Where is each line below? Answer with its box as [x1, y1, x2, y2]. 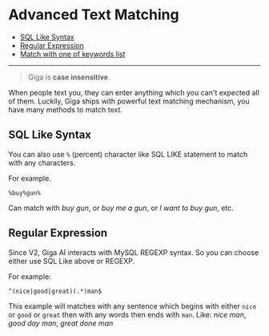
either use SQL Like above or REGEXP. [8, 256, 135, 265]
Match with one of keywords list [19, 49, 126, 59]
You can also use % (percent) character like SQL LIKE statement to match [8, 149, 248, 159]
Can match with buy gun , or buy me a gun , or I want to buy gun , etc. [8, 203, 234, 213]
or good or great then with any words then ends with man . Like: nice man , [8, 310, 247, 319]
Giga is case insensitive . [27, 72, 110, 82]
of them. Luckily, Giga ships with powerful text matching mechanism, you [8, 96, 250, 106]
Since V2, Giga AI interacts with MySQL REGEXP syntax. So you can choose [8, 247, 259, 257]
